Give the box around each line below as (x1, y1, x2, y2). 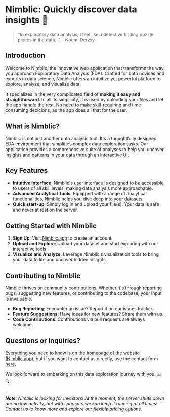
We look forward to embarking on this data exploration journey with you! (5, 371, 156, 377)
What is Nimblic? (5, 122, 60, 131)
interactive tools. (12, 246, 48, 252)
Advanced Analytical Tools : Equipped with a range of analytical (12, 191, 147, 197)
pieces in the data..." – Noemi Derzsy (17, 37, 95, 43)
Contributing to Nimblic (5, 271, 81, 280)
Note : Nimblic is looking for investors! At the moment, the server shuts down (5, 395, 164, 401)
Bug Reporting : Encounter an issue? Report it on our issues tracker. (12, 306, 154, 311)
